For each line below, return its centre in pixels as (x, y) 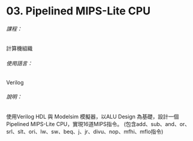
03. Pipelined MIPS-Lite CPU (79, 11)
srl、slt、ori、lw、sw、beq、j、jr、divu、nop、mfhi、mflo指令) (85, 131)
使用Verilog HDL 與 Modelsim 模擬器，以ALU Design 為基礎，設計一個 (93, 116)
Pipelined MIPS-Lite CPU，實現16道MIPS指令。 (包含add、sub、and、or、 (98, 124)
